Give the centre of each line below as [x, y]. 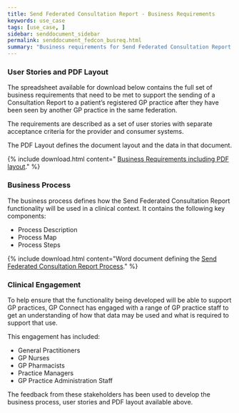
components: [27, 216]
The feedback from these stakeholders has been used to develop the [109, 394]
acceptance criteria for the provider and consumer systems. [96, 132]
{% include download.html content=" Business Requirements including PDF [118, 159]
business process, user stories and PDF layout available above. [100, 402]
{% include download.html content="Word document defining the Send [112, 258]
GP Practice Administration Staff [65, 380]
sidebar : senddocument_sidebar [54, 34]
